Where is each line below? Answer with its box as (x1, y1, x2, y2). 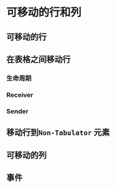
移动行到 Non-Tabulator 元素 (6, 127, 110, 138)
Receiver (6, 91, 34, 99)
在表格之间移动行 (6, 54, 71, 64)
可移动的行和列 (6, 5, 82, 19)
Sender (6, 107, 29, 116)
